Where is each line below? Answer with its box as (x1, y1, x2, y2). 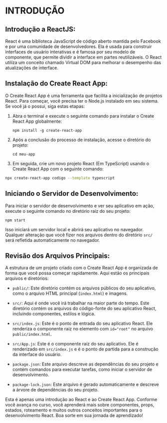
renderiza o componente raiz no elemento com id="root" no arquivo (12, 326, 154, 332)
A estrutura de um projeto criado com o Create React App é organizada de (5, 265, 158, 271)
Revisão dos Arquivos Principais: (5, 251, 110, 260)
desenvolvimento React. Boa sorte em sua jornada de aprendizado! (5, 412, 144, 418)
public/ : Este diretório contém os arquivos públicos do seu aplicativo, (12, 285, 156, 291)
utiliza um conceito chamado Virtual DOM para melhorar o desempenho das (5, 60, 161, 65)
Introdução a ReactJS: (5, 25, 76, 34)
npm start (5, 218, 26, 223)
